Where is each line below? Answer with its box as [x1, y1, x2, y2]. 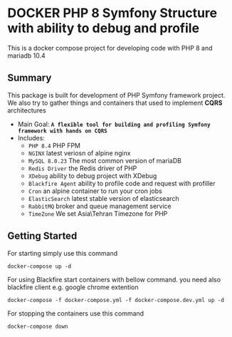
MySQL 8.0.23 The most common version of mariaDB [28, 156, 181, 165]
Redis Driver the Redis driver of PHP [28, 164, 137, 172]
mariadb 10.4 [7, 51, 46, 60]
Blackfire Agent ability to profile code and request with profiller [28, 179, 216, 187]
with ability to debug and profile [7, 20, 200, 36]
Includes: [17, 133, 45, 142]
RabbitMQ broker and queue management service [28, 202, 172, 210]
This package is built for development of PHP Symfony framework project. [7, 90, 226, 99]
